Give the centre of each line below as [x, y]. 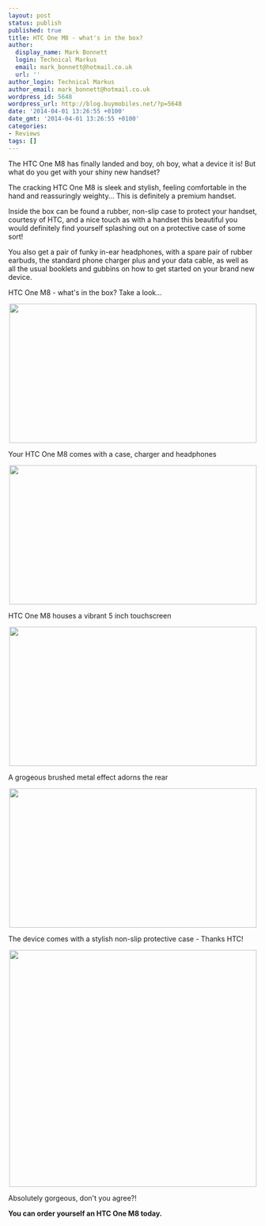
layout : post [30, 15]
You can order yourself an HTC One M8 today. [85, 1213]
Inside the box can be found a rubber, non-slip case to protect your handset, [132, 211]
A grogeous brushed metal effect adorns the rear [88, 777]
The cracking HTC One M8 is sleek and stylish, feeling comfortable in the [127, 187]
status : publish [35, 23]
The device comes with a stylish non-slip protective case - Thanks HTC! [126, 939]
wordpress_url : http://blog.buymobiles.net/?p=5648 [95, 104]
